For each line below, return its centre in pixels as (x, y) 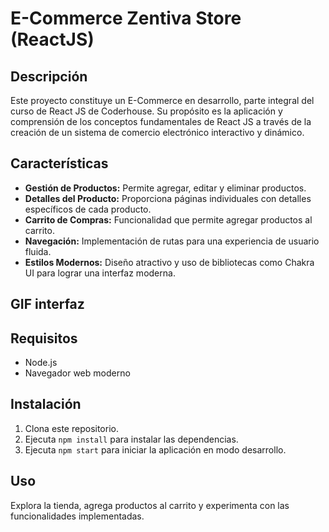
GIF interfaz (47, 304)
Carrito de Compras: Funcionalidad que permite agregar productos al (168, 219)
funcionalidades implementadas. (77, 516)
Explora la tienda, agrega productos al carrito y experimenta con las (150, 505)
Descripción (49, 76)
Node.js (41, 363)
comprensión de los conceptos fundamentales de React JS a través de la (161, 121)
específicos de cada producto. (88, 209)
